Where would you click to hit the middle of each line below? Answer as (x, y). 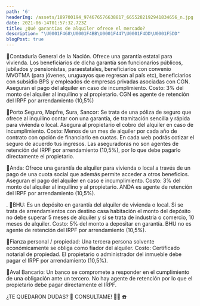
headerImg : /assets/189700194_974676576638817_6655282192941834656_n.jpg (100, 17)
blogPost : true (25, 39)
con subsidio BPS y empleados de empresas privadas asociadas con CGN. (98, 82)
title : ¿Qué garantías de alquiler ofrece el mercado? (76, 28)
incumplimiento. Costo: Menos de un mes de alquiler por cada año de (92, 131)
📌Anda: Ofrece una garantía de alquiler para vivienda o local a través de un (99, 168)
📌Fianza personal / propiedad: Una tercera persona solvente (80, 241)
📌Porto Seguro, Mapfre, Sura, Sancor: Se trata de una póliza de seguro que (99, 112)
